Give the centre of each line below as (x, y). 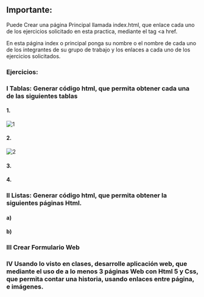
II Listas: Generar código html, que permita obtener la (87, 196)
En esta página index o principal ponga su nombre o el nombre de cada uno (101, 43)
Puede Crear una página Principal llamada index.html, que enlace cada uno (100, 24)
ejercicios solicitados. (33, 56)
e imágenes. (25, 287)
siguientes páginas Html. (44, 203)
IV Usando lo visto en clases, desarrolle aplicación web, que (97, 264)
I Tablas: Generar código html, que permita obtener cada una (98, 88)
